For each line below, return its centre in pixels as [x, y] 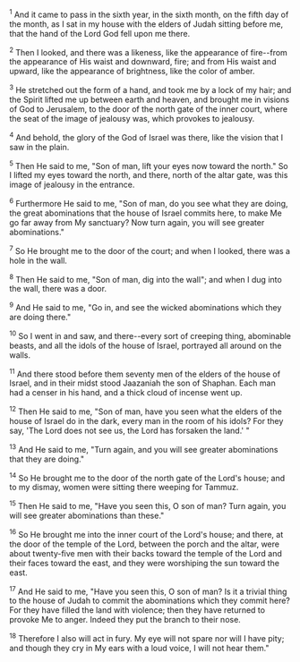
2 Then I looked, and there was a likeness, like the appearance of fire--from [149, 51]
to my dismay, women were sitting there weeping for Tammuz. [124, 488]
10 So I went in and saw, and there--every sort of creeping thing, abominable [150, 335]
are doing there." [40, 317]
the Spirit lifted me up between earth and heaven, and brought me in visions [149, 99]
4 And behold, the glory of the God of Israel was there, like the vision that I [146, 136]
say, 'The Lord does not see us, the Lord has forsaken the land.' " [129, 430]
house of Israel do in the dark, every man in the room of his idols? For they [146, 420]
